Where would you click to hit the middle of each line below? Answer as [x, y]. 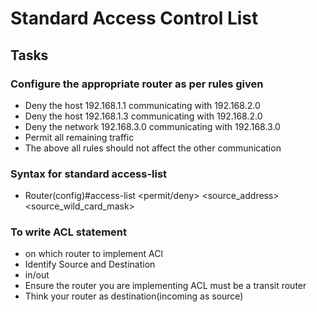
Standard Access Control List [134, 18]
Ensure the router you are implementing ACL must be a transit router [165, 286]
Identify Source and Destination [90, 264]
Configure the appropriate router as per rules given [137, 84]
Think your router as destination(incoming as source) [134, 296]
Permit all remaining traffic [79, 137]
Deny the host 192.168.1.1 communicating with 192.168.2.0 [142, 105]
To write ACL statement [68, 232]
